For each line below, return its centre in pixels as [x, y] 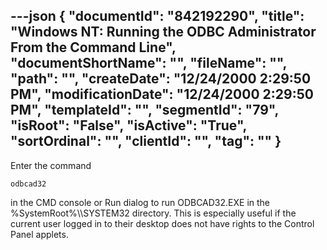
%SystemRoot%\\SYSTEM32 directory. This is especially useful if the [153, 213]
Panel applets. [39, 234]
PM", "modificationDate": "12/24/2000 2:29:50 [162, 94]
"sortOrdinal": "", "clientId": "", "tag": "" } [146, 141]
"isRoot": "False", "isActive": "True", [128, 125]
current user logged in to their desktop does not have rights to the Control [162, 223]
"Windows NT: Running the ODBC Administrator [163, 32]
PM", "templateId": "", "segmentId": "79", [144, 110]
